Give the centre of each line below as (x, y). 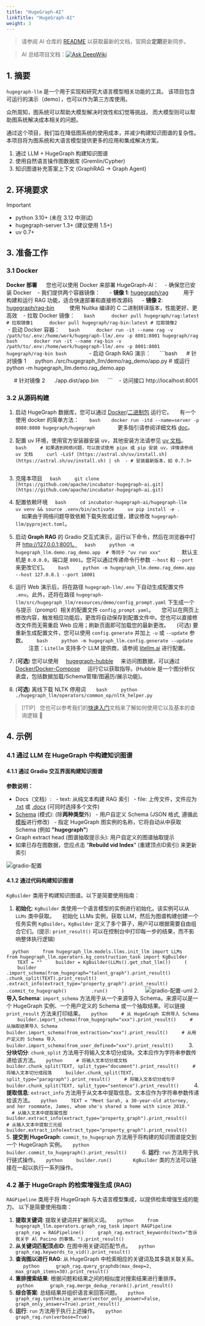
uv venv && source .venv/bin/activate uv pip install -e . (98, 509)
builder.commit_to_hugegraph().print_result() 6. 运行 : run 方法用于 (100, 1152)
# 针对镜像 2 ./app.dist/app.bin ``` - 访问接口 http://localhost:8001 (106, 380)
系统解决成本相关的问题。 (49, 120)
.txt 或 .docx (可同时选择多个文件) (57, 806)
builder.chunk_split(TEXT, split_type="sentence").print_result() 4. (103, 1085)
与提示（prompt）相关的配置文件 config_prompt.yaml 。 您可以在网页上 (107, 610)
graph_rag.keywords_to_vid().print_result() (73, 1252)
